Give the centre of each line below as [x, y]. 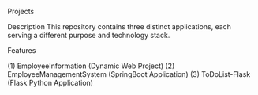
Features [22, 50]
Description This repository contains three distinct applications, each [120, 27]
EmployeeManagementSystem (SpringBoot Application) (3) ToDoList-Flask [129, 74]
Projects [21, 11]
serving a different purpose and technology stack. [89, 35]
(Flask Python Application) [50, 83]
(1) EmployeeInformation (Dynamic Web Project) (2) [91, 66]
